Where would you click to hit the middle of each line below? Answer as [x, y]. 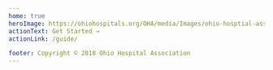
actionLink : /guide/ [43, 39]
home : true [27, 16]
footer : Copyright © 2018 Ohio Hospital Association [100, 54]
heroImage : [27, 24]
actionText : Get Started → [54, 31]
